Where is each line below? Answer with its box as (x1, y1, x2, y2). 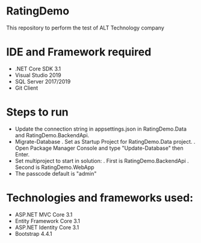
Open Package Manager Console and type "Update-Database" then (14, 144, 184, 152)
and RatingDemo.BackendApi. (14, 131, 90, 139)
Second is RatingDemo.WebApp (14, 164, 94, 171)
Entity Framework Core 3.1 (14, 217, 80, 224)
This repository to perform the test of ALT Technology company (6, 24, 164, 31)
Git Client (14, 84, 39, 91)
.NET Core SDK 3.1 (14, 65, 61, 72)
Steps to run (6, 105, 69, 119)
